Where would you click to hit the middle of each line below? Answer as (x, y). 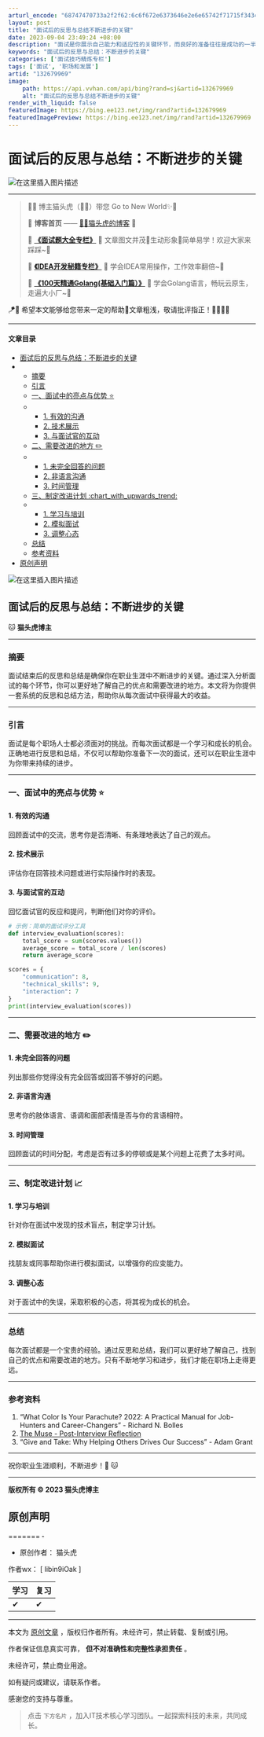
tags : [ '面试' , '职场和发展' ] (53, 67)
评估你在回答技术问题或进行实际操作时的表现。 (84, 872)
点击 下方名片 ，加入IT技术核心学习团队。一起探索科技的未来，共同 (134, 1716)
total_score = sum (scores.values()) (82, 941)
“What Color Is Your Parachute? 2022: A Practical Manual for (118, 1417)
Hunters (33, 1425)
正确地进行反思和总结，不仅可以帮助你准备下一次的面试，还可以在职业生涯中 (132, 753)
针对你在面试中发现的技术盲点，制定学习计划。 (84, 1225)
